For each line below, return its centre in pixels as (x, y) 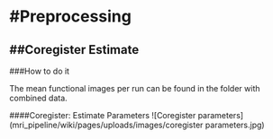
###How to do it (40, 71)
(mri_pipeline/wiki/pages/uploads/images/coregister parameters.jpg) (137, 125)
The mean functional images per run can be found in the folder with (135, 88)
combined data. (38, 98)
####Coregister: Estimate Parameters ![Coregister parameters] (127, 115)
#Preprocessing (71, 17)
